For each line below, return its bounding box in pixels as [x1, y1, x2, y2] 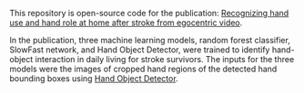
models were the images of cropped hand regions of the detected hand [9, 63, 278, 74]
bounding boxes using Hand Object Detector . [9, 73, 179, 84]
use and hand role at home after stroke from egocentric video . [9, 17, 243, 28]
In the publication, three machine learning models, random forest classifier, [9, 35, 291, 45]
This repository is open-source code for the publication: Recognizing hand [9, 8, 289, 18]
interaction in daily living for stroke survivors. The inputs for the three [35, 54, 295, 64]
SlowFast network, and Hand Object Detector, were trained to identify [9, 44, 270, 55]
